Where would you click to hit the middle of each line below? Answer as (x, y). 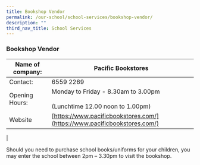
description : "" (26, 23)
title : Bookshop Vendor (36, 12)
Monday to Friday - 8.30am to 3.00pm (106, 91)
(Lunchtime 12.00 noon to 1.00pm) (101, 106)
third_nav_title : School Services (49, 28)
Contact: (21, 82)
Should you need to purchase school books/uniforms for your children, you (98, 150)
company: (27, 72)
